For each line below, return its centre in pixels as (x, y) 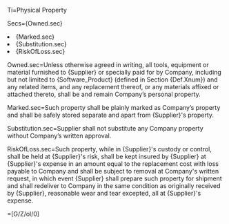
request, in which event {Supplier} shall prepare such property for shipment (114, 178)
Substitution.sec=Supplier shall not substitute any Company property (105, 128)
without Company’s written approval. (59, 136)
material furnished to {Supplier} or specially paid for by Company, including (114, 72)
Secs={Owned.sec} (35, 23)
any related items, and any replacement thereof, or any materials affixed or (113, 87)
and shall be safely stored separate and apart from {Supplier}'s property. (111, 115)
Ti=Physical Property (37, 10)
